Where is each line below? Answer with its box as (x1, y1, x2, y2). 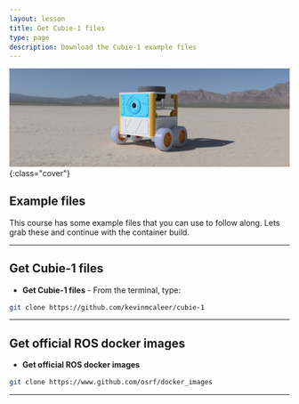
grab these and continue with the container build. (9, 227, 190, 238)
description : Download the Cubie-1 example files (9, 43, 198, 52)
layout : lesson (9, 14, 66, 23)
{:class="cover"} (9, 167, 71, 178)
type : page (9, 33, 50, 42)
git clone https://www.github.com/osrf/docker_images (9, 378, 214, 387)
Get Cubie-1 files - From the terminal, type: (21, 285, 181, 295)
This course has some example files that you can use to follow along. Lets (9, 217, 280, 228)
